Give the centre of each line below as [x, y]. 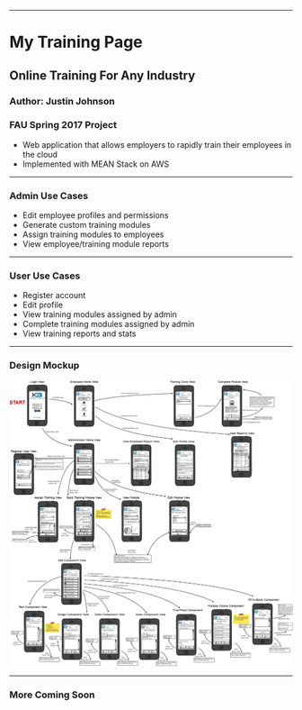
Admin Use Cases [49, 196]
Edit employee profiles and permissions [95, 215]
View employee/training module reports [95, 244]
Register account [54, 296]
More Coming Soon [53, 695]
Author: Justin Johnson [62, 101]
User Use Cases [45, 276]
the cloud [40, 154]
